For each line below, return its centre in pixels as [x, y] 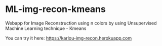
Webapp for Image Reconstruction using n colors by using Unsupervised [81, 23]
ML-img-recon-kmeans [56, 9]
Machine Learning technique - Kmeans [46, 28]
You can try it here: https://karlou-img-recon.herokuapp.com [69, 38]
